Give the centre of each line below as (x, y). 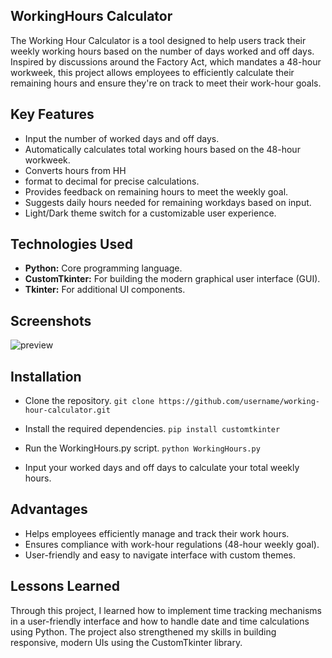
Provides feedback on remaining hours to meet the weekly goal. (156, 191)
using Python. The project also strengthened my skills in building (143, 631)
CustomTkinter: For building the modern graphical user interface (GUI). (172, 279)
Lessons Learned (65, 586)
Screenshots (51, 320)
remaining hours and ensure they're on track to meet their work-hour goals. (166, 83)
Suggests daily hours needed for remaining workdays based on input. (168, 202)
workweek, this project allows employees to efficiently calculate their (152, 72)
